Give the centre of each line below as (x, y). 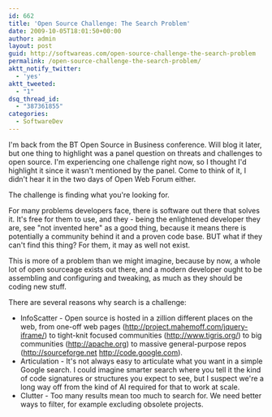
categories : (28, 114)
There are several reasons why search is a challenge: (97, 302)
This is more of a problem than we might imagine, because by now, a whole (135, 260)
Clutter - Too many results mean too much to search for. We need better (141, 395)
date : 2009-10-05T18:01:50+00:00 (65, 31)
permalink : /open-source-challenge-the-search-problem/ (105, 62)
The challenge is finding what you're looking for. (89, 195)
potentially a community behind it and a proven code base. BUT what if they (135, 236)
